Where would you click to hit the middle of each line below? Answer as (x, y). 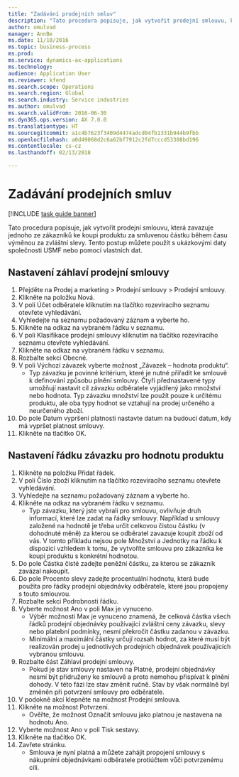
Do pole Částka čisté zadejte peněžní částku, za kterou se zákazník (117, 563)
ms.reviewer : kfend (37, 80)
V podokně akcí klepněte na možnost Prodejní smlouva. (100, 699)
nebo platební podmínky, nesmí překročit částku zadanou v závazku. (129, 631)
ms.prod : (21, 54)
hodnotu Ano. (49, 722)
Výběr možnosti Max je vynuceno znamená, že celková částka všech (130, 616)
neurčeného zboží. (56, 410)
